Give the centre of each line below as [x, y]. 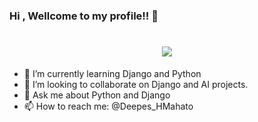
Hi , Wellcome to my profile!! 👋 [84, 16]
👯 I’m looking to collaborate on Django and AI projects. [136, 84]
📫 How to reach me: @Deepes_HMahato [108, 106]
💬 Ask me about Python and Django [97, 95]
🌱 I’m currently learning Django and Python [112, 73]
